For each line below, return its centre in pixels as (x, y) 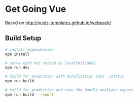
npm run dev (17, 68)
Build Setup (23, 38)
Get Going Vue (36, 9)
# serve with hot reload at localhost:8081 (51, 63)
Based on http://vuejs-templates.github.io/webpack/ (58, 23)
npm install (17, 54)
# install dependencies (30, 50)
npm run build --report (30, 95)
